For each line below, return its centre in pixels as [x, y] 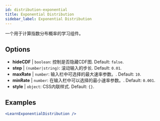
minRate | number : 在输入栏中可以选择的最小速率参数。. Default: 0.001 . [84, 81]
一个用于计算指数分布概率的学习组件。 [44, 34]
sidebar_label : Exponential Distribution [49, 19]
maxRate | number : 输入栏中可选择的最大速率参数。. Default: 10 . [77, 74]
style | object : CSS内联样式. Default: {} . [53, 86]
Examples [21, 102]
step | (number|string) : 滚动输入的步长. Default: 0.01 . [67, 68]
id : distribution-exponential [36, 10]
